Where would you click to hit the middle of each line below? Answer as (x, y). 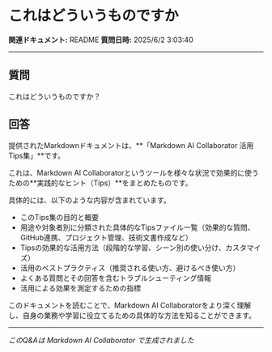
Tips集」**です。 (37, 155)
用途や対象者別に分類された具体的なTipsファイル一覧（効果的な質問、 (137, 227)
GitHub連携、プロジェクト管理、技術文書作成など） (106, 237)
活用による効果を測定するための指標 (81, 288)
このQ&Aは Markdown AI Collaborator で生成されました (101, 340)
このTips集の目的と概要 (59, 217)
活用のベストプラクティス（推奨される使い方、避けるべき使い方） (130, 268)
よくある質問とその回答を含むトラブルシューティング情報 (116, 278)
